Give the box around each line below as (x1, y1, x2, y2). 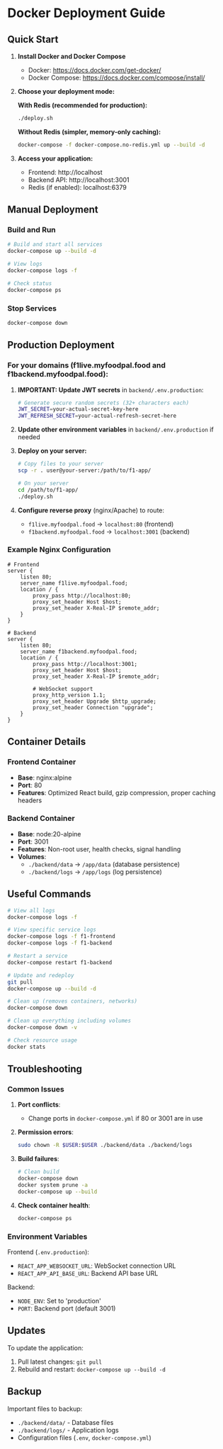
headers (17, 796, 42, 804)
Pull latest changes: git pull (17, 1357, 103, 1366)
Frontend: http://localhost (28, 168, 103, 176)
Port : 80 (17, 780, 42, 790)
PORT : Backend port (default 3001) (17, 1304, 116, 1313)
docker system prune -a (17, 1181, 88, 1188)
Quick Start (7, 33, 59, 45)
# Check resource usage (7, 1036, 78, 1044)
